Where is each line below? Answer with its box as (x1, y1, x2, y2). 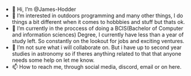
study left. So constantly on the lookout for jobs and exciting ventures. (11, 38, 185, 44)
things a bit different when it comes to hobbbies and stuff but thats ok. (11, 19, 185, 25)
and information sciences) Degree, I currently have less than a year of (11, 31, 184, 38)
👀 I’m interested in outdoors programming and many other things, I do (11, 12, 183, 19)
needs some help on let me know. (11, 57, 95, 63)
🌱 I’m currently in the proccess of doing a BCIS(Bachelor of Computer (11, 25, 184, 32)
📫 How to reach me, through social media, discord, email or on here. (11, 63, 182, 70)
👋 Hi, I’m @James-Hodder (11, 6, 76, 13)
